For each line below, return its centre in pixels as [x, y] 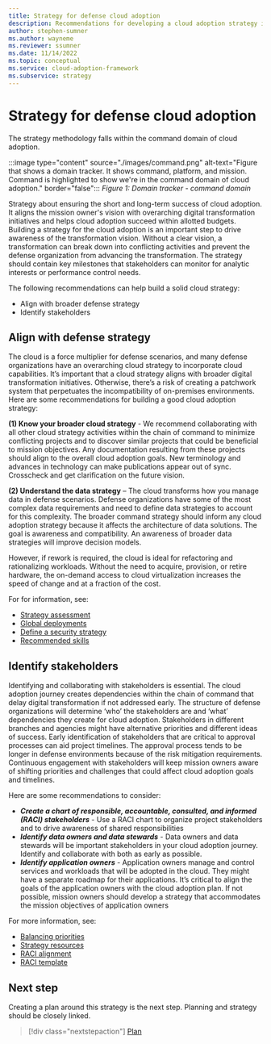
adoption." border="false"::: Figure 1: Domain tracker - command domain [130, 188]
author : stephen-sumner [48, 31]
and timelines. [31, 780]
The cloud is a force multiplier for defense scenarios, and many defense [128, 357]
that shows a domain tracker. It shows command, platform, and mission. [128, 171]
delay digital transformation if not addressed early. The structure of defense [134, 703]
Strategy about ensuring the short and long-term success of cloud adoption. [135, 203]
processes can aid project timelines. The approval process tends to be [125, 745]
